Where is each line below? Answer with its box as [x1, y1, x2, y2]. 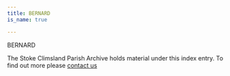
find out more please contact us [7, 61, 97, 69]
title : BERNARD [7, 9, 51, 17]
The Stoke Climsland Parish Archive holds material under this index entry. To [7, 54, 224, 62]
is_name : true [7, 16, 48, 23]
